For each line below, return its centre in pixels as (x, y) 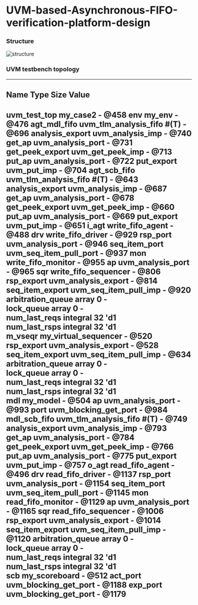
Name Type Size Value (48, 95)
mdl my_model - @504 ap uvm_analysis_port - (93, 401)
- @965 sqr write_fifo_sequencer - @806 (83, 272)
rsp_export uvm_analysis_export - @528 (82, 345)
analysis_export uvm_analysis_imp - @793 (87, 428)
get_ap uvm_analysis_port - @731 (69, 142)
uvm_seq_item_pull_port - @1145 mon (77, 493)
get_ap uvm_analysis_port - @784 (70, 437)
